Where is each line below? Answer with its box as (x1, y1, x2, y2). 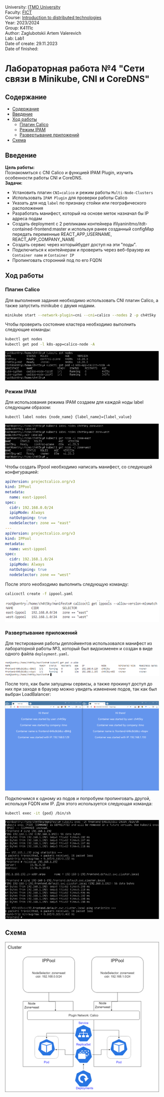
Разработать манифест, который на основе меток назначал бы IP (12, 210, 149, 216)
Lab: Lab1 (5, 35, 24, 41)
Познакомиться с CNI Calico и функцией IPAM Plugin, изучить (5, 169, 133, 176)
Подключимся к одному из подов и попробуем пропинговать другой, (5, 795, 151, 801)
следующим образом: (5, 405, 51, 410)
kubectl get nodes (5, 337, 42, 342)
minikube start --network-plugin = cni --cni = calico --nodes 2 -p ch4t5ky (5, 312, 156, 318)
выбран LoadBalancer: (5, 691, 51, 697)
